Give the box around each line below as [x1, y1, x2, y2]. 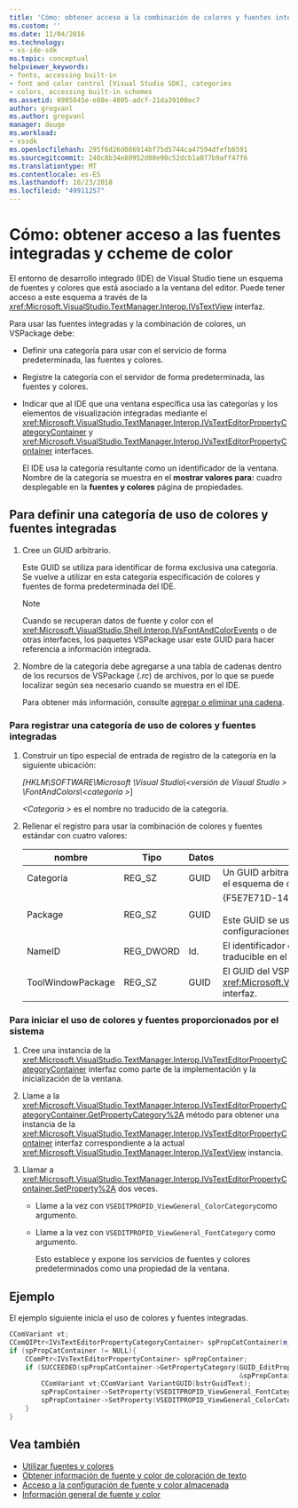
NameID [26, 945, 61, 957]
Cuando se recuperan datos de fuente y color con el [21, 615, 214, 626]
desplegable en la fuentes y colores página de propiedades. [21, 481, 244, 492]
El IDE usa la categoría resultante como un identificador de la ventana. [21, 463, 279, 473]
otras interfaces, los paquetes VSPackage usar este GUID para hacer [21, 634, 275, 645]
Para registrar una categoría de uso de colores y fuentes [9, 718, 256, 731]
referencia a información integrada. [21, 643, 152, 654]
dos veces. [118, 1183, 158, 1194]
